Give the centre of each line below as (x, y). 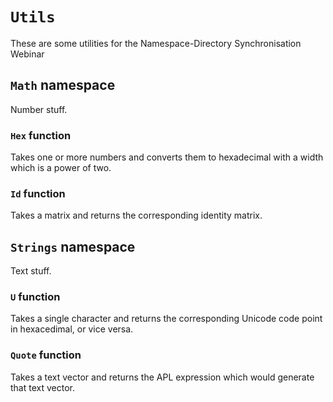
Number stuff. (39, 109)
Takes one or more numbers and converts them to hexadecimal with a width (167, 157)
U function (35, 297)
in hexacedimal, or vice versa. (72, 329)
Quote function (46, 355)
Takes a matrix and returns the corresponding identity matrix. (136, 215)
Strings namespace (73, 246)
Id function (38, 193)
